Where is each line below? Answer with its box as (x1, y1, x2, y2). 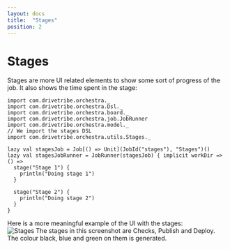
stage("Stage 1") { (13, 165, 70, 172)
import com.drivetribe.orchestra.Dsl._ (7, 103, 123, 110)
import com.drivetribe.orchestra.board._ (7, 110, 130, 116)
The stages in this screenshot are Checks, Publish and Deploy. (36, 227, 215, 235)
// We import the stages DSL (7, 128, 92, 135)
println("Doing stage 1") (20, 170, 95, 178)
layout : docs (7, 10, 45, 17)
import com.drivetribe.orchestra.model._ (7, 121, 130, 129)
